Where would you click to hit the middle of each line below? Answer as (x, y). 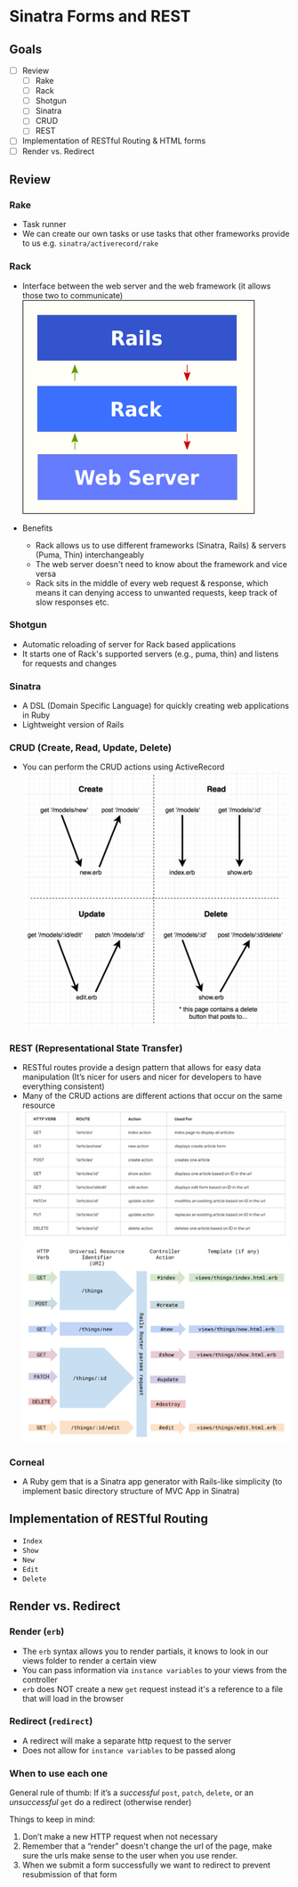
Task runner (44, 224)
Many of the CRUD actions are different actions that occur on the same (152, 1096)
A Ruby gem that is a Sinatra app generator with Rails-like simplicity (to (152, 1482)
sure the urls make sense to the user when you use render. (130, 1856)
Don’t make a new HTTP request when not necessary (120, 1837)
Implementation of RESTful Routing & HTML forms (114, 141)
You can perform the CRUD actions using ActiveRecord (123, 767)
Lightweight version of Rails (73, 725)
